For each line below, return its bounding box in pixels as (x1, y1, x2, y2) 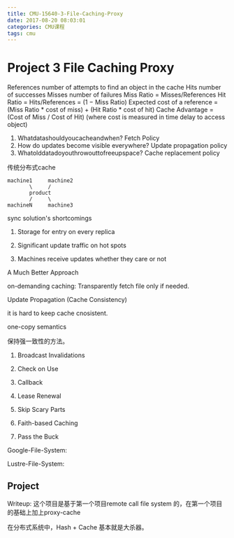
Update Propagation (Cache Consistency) (7, 296, 128, 304)
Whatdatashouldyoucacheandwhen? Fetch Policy (17, 134, 160, 142)
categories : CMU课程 (7, 23, 65, 30)
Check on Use (17, 365, 59, 373)
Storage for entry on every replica (17, 228, 115, 236)
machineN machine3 (7, 202, 73, 209)
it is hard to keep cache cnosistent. (7, 309, 108, 317)
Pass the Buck (17, 432, 59, 441)
